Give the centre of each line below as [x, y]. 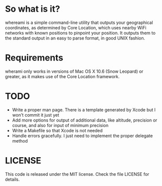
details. [12, 179]
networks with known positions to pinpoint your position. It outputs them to [80, 33]
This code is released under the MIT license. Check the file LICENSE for [77, 174]
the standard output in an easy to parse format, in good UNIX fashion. [75, 38]
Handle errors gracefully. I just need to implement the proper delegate [82, 136]
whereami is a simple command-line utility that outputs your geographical [79, 22]
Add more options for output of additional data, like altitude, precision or [85, 120]
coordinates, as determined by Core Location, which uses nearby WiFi [76, 27]
